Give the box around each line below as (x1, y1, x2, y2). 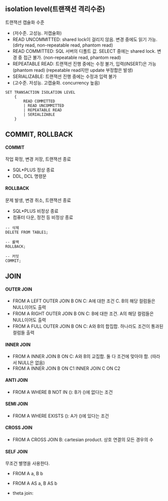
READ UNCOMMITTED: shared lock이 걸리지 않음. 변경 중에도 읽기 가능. (12, 36, 158, 42)
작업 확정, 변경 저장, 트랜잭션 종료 (5, 156, 72, 162)
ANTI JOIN (5, 377, 28, 383)
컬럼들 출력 (12, 330, 35, 336)
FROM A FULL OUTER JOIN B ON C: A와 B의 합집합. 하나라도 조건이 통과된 (12, 323, 164, 329)
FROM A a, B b (12, 471, 43, 477)
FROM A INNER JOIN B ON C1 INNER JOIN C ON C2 (12, 365, 121, 371)
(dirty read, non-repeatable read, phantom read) (12, 42, 114, 48)
